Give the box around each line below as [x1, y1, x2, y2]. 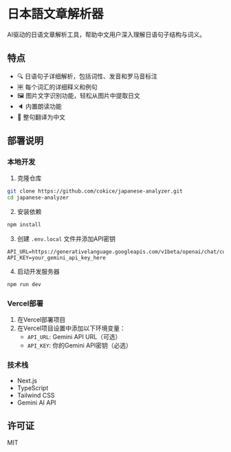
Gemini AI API [16, 398, 56, 407]
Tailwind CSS [16, 391, 55, 399]
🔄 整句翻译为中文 [16, 113, 65, 121]
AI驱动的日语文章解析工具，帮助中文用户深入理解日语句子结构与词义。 [7, 30, 206, 39]
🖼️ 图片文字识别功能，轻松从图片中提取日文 [16, 91, 140, 100]
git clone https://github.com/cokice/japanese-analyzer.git [7, 188, 184, 195]
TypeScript [16, 383, 49, 392]
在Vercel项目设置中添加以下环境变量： [16, 324, 126, 332]
